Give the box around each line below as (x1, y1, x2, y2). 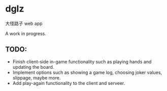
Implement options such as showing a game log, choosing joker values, (12, 69, 162, 75)
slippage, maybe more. (12, 74, 61, 81)
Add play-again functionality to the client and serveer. (12, 80, 125, 86)
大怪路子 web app (5, 20, 43, 26)
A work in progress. (5, 30, 47, 36)
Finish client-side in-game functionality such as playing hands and (12, 59, 152, 65)
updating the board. (12, 64, 54, 70)
